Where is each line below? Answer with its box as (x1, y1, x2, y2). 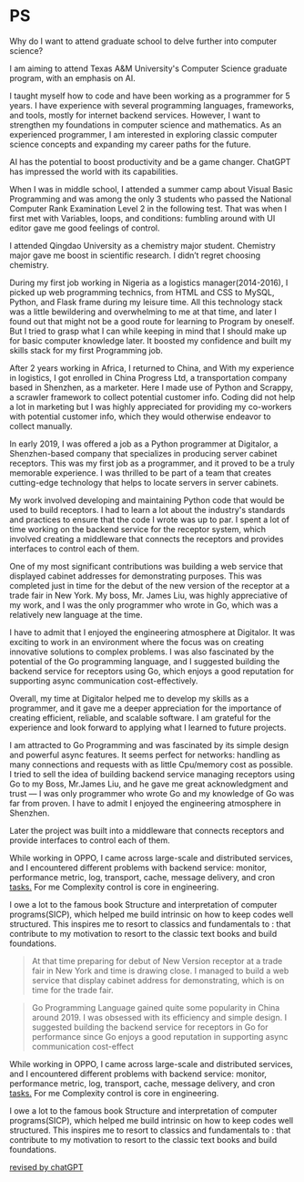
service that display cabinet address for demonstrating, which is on (31, 974, 285, 985)
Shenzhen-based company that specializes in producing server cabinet (9, 447, 278, 458)
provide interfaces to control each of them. (9, 835, 170, 846)
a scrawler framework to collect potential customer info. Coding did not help (9, 391, 296, 402)
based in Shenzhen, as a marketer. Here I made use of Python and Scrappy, (9, 382, 294, 393)
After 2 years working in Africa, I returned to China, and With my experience (9, 362, 295, 374)
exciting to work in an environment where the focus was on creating (9, 636, 264, 647)
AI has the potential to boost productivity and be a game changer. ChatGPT (9, 156, 291, 167)
